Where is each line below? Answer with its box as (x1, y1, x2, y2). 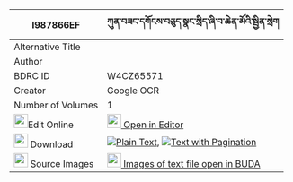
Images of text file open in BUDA (123, 158, 261, 169)
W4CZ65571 (106, 70, 164, 82)
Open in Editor (123, 118, 184, 131)
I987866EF (31, 18, 81, 30)
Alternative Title (13, 40, 81, 53)
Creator (13, 84, 47, 97)
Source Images (30, 158, 94, 169)
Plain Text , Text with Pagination (115, 135, 257, 148)
